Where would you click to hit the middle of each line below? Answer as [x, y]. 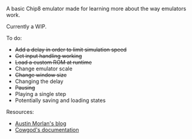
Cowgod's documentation [47, 130]
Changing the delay [39, 81]
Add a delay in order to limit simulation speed [71, 50]
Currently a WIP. [26, 27]
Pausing [25, 88]
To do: [14, 38]
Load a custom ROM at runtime [53, 62]
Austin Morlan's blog [40, 123]
